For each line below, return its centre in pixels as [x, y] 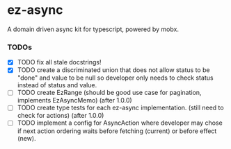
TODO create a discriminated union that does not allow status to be [113, 70]
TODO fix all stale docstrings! [59, 62]
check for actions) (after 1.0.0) [61, 116]
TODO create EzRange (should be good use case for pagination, [109, 93]
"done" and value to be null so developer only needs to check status [115, 78]
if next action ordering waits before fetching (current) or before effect [117, 131]
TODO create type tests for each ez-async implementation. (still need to [120, 108]
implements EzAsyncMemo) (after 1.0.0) [74, 100]
